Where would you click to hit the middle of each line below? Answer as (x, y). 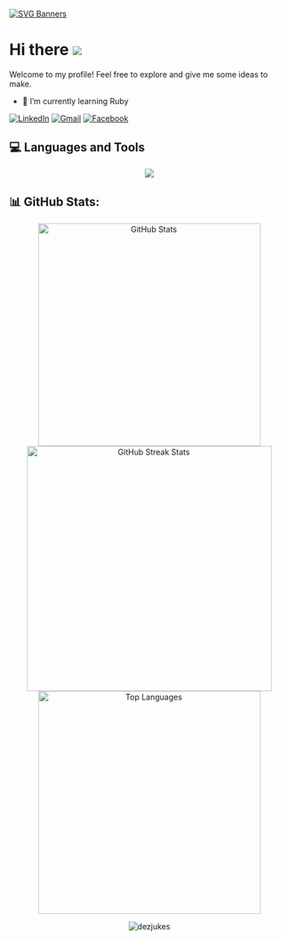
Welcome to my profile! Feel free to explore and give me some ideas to (139, 74)
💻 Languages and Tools (77, 147)
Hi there (39, 50)
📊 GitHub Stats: (55, 202)
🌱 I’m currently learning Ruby (75, 101)
